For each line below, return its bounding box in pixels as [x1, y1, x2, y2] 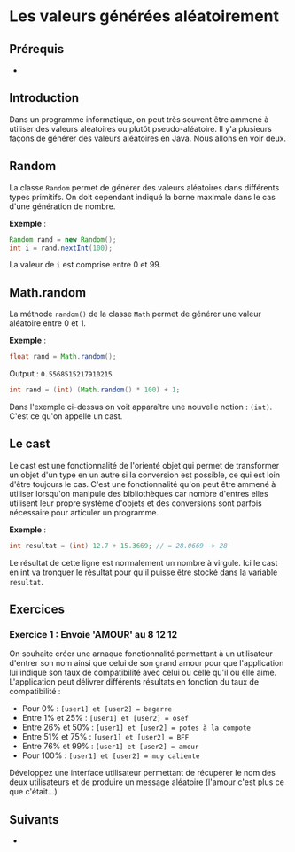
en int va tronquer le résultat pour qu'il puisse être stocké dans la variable [9, 567, 278, 577]
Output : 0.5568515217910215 [9, 368, 113, 379]
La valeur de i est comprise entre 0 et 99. [9, 259, 162, 270]
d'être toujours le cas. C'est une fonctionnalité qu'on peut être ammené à [9, 478, 276, 489]
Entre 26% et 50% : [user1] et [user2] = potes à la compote [21, 722, 251, 732]
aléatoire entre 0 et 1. [9, 318, 87, 329]
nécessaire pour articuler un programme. [9, 507, 159, 517]
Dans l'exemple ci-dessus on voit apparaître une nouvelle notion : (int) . [9, 401, 273, 412]
